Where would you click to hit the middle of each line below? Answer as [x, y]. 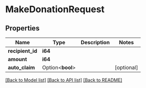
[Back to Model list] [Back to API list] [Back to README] [64, 80]
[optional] [126, 67]
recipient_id [22, 51]
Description [95, 42]
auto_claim [21, 67]
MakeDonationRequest [55, 9]
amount [17, 59]
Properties [22, 28]
